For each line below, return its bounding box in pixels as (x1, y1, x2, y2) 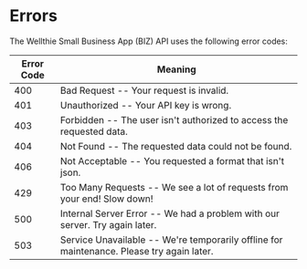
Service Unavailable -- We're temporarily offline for (59, 233, 283, 246)
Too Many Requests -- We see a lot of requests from (59, 181, 289, 193)
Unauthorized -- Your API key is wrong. (59, 98, 232, 111)
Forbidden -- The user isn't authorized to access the (59, 113, 289, 126)
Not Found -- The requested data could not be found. (59, 140, 292, 152)
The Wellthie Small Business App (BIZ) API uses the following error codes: (9, 36, 288, 47)
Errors (9, 5, 58, 26)
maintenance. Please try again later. (59, 244, 214, 257)
